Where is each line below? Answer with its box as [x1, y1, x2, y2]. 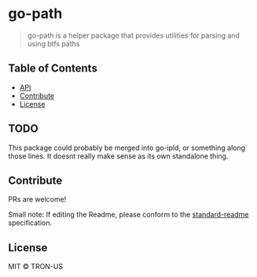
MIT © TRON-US [8, 262, 64, 272]
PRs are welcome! [8, 195, 67, 204]
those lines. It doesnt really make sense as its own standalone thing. [8, 151, 229, 161]
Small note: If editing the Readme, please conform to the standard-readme [8, 210, 249, 220]
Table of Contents [8, 62, 98, 75]
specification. [8, 218, 53, 228]
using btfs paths [27, 38, 80, 48]
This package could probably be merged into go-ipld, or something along [8, 143, 246, 152]
